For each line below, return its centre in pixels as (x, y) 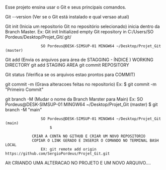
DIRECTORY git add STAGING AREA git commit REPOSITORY (67, 65)
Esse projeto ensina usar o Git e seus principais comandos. (66, 7)
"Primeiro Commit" (24, 89)
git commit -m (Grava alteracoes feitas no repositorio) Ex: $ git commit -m (81, 84)
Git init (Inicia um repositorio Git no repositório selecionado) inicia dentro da (83, 26)
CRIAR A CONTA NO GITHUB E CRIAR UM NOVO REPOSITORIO (88, 136)
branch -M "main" (24, 110)
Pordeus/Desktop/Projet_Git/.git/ (38, 37)
